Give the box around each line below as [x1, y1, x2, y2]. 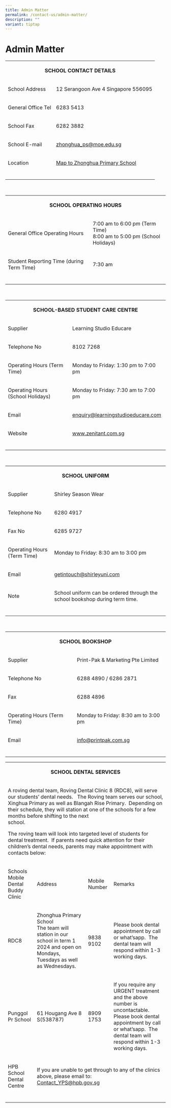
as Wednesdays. [37, 963, 76, 970]
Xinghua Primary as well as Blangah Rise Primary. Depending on [8, 800, 163, 807]
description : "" [5, 17, 40, 22]
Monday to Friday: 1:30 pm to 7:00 [72, 362, 156, 369]
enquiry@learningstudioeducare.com [72, 411, 161, 419]
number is [113, 1000, 138, 1007]
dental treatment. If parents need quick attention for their [8, 837, 145, 844]
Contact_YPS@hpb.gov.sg [37, 1079, 100, 1086]
